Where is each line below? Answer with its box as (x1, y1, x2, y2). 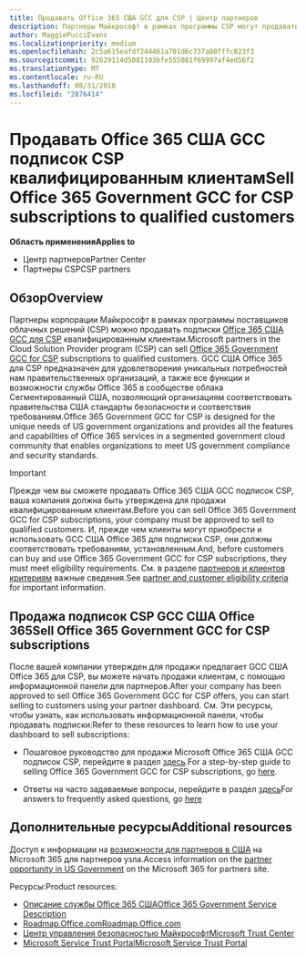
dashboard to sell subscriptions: (9, 729, 130, 740)
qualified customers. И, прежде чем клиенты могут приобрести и (9, 524, 262, 535)
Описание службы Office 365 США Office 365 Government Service (22, 899, 278, 910)
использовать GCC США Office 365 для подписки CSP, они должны (9, 534, 272, 545)
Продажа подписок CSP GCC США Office (9, 608, 255, 624)
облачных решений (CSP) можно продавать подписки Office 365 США (9, 324, 284, 335)
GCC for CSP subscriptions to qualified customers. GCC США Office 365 (9, 353, 283, 365)
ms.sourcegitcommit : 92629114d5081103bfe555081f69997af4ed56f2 (9, 56, 255, 65)
